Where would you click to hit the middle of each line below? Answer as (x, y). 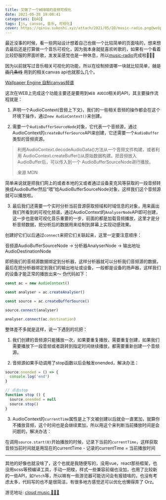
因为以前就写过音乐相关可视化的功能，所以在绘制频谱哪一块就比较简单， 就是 (83, 66)
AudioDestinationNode (28, 251)
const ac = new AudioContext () (37, 283)
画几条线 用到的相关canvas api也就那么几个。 (51, 72)
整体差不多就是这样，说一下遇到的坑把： (46, 329)
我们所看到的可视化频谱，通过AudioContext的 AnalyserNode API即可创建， (86, 212)
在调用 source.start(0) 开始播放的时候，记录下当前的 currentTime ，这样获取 (82, 441)
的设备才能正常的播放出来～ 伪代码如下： (47, 274)
